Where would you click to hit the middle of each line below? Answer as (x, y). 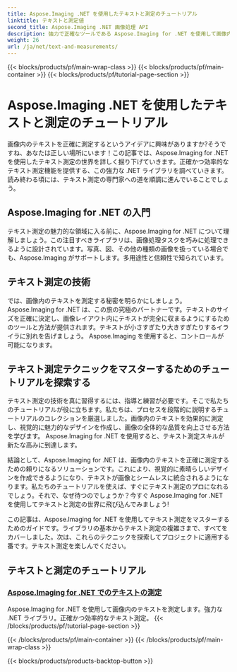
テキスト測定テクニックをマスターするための (105, 369)
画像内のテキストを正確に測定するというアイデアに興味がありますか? (108, 144)
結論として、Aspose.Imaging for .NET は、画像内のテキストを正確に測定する (119, 460)
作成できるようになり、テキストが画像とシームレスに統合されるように (121, 478)
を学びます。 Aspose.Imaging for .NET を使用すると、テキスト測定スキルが (116, 436)
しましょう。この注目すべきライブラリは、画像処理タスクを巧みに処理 (115, 240)
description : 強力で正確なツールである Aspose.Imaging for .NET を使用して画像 (117, 34)
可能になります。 (32, 345)
